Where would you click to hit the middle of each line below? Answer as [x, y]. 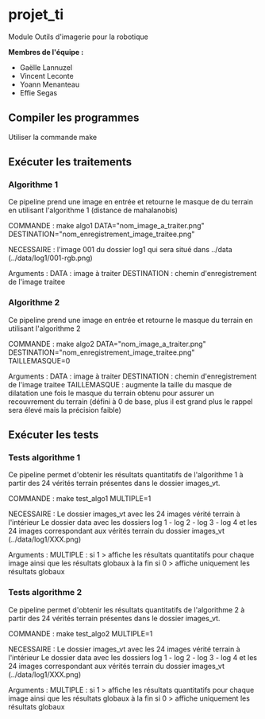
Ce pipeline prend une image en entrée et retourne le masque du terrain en [131, 320]
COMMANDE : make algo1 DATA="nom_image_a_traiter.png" [106, 226]
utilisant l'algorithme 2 [44, 328]
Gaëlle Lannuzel [46, 67]
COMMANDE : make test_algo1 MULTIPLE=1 [80, 499]
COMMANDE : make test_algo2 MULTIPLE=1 [81, 633]
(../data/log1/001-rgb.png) [50, 258]
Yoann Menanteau [50, 84]
